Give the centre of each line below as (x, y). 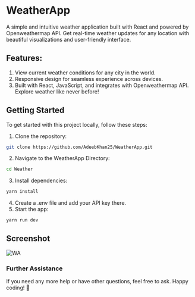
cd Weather (20, 169)
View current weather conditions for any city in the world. (85, 73)
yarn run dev (22, 220)
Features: (24, 58)
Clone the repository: (41, 136)
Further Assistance (34, 268)
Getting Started (35, 110)
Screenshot (28, 239)
